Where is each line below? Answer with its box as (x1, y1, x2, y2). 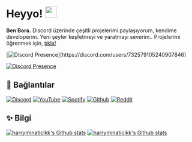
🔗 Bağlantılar (6, 80, 55, 90)
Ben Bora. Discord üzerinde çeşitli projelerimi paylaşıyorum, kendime (6, 27, 177, 34)
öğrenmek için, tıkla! (6, 39, 56, 47)
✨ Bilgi (6, 113, 32, 124)
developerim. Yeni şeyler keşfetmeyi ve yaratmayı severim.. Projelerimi (6, 33, 181, 40)
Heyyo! (6, 7, 43, 21)
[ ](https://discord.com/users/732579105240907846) (6, 51, 187, 58)
